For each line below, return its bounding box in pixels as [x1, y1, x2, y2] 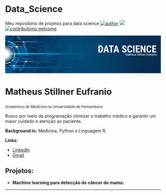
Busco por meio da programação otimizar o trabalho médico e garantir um [5, 113, 156, 119]
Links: [5, 137, 18, 144]
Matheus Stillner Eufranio [5, 86, 112, 97]
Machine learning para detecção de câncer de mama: [12, 179, 124, 186]
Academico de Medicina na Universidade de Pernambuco [5, 105, 103, 110]
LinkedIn [12, 147, 30, 153]
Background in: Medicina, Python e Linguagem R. [5, 128, 107, 134]
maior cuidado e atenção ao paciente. [5, 118, 83, 124]
